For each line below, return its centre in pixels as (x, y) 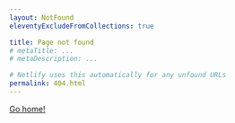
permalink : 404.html (48, 83)
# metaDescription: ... (54, 59)
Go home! (27, 109)
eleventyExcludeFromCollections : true (82, 26)
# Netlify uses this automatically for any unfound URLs (118, 75)
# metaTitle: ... (42, 50)
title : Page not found (52, 42)
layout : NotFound (42, 18)
